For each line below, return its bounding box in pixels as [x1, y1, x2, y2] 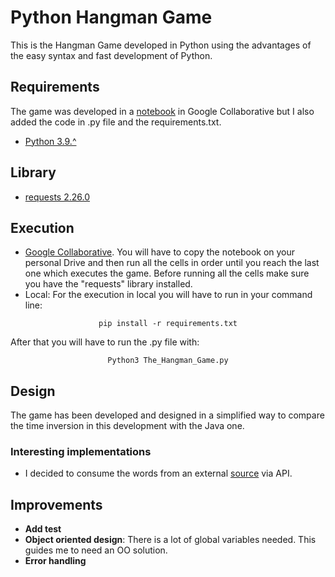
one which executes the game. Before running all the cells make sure [24, 267, 310, 280]
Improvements [10, 496, 103, 513]
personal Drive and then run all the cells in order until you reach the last [24, 257, 320, 269]
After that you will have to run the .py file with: [10, 336, 200, 348]
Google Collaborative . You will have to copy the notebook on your [24, 246, 296, 258]
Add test [24, 523, 62, 535]
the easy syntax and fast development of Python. [10, 49, 213, 61]
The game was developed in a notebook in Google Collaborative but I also [10, 105, 315, 117]
